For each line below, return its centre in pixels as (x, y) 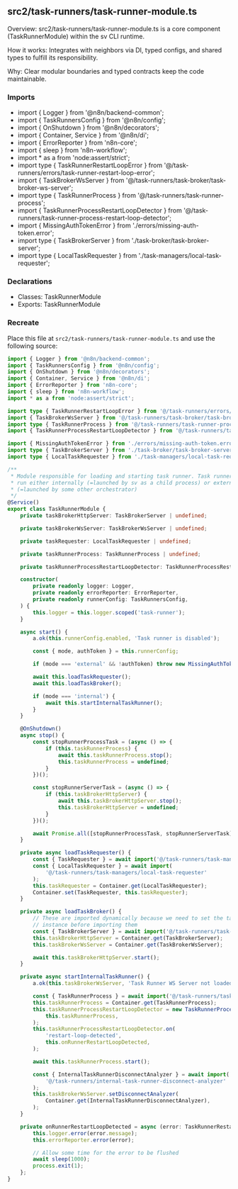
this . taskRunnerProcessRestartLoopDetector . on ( (104, 1029)
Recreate (23, 323)
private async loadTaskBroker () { (71, 912)
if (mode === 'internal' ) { (74, 696)
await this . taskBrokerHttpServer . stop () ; (120, 801)
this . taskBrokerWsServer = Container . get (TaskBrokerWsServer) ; (128, 945)
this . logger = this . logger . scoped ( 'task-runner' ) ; (109, 612)
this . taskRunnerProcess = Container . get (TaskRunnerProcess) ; (125, 1003)
